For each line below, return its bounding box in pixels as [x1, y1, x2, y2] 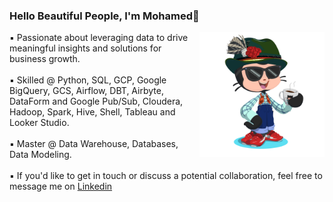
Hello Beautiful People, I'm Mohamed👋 [9, 9, 200, 23]
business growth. [9, 53, 81, 65]
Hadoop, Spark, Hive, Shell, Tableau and [9, 106, 176, 118]
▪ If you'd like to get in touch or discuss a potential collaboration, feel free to [9, 170, 323, 182]
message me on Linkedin [9, 180, 113, 193]
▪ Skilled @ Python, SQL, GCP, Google [9, 74, 167, 86]
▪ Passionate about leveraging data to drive [9, 32, 189, 44]
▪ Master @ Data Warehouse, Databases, [9, 138, 179, 150]
